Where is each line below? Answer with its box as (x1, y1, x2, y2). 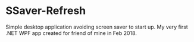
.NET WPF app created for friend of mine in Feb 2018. (5, 29, 137, 36)
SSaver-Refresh (5, 4, 86, 17)
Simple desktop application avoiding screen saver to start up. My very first (5, 23, 188, 30)
